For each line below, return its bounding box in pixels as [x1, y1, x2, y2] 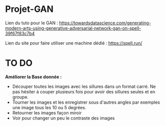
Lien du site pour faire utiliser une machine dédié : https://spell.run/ [5, 40, 143, 46]
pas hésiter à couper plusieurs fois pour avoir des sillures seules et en [12, 88, 156, 95]
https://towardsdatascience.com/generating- [59, 20, 151, 26]
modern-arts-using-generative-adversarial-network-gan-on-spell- [5, 25, 141, 31]
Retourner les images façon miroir [12, 110, 82, 116]
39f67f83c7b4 [5, 30, 35, 36]
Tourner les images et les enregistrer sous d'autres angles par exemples [12, 99, 160, 105]
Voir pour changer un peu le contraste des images [12, 115, 115, 121]
